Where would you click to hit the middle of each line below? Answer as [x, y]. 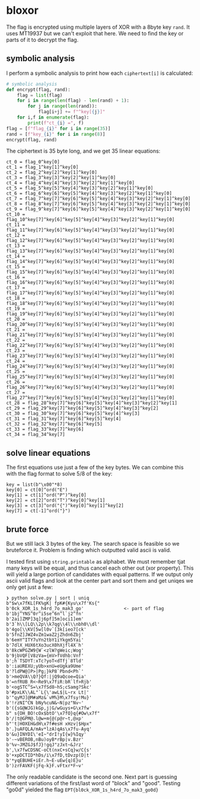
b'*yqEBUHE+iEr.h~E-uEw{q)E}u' [45, 761]
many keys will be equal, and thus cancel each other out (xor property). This [100, 568]
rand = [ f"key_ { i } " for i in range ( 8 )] [56, 134]
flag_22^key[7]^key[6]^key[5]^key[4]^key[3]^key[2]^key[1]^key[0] [90, 346]
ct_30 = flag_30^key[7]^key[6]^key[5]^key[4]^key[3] [73, 414]
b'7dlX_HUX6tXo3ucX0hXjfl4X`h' [45, 645]
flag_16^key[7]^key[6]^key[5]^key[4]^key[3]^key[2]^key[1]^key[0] [90, 283]
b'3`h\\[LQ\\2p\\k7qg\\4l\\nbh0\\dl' [53, 624]
